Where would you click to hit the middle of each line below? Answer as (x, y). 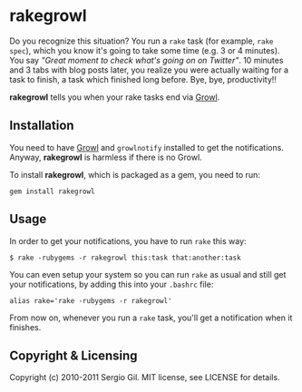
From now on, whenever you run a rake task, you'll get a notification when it (151, 318)
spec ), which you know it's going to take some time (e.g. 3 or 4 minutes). (145, 50)
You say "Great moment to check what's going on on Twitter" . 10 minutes (146, 60)
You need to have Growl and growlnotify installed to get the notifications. (146, 147)
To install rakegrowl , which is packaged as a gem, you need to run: (135, 174)
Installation (42, 126)
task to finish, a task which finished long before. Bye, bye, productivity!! (143, 79)
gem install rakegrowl (52, 191)
